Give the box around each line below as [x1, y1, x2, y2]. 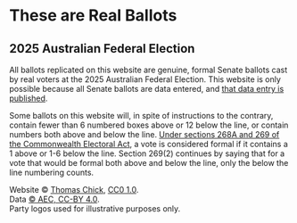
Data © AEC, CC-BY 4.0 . [9, 194, 100, 204]
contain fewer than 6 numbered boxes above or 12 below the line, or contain [9, 120, 289, 130]
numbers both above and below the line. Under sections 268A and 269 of [9, 129, 280, 139]
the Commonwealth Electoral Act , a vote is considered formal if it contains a [9, 139, 288, 149]
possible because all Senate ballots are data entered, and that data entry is [9, 84, 285, 94]
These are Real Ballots [9, 5, 177, 26]
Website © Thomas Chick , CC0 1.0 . [9, 185, 139, 194]
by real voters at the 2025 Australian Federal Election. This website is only [9, 74, 281, 85]
